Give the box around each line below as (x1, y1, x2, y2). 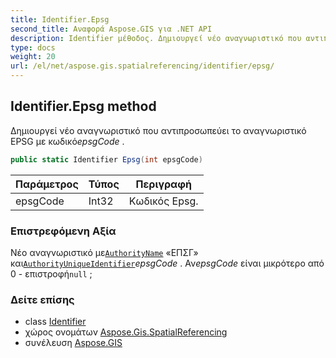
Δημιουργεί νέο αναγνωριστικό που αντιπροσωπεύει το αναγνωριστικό (10, 124, 307, 136)
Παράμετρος (15, 177, 79, 191)
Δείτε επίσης (10, 292, 75, 306)
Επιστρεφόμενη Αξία (10, 224, 117, 238)
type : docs (10, 42, 56, 53)
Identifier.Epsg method (10, 98, 157, 115)
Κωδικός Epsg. (128, 194, 199, 208)
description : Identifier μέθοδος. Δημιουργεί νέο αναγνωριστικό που (10, 33, 302, 43)
